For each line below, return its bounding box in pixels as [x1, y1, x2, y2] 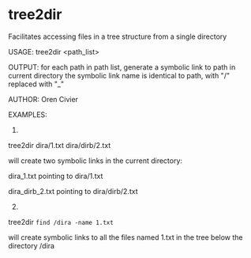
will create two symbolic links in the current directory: [8, 156, 183, 165]
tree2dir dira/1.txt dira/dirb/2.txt [8, 140, 111, 150]
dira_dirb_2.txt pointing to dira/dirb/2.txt [8, 186, 138, 195]
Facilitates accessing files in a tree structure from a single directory [8, 32, 227, 41]
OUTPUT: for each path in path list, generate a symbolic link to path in [8, 62, 236, 72]
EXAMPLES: [8, 109, 47, 120]
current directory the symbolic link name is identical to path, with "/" [8, 70, 230, 80]
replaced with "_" [8, 79, 65, 89]
